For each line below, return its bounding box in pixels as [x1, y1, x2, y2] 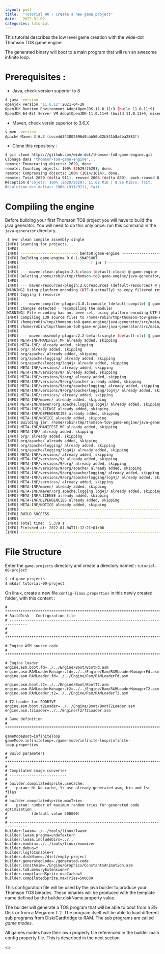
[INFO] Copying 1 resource [5, 292, 60, 297]
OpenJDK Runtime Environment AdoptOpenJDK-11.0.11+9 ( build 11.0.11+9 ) [5, 106, 155, 111]
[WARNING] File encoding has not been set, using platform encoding [5, 310, 148, 315]
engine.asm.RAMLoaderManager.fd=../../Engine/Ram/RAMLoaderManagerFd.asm [5, 669, 160, 674]
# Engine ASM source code [5, 643, 58, 648]
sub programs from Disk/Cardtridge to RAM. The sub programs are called [5, 915, 154, 921]
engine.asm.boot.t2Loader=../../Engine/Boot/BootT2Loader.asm [5, 704, 135, 709]
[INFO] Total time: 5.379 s [5, 521, 65, 526]
